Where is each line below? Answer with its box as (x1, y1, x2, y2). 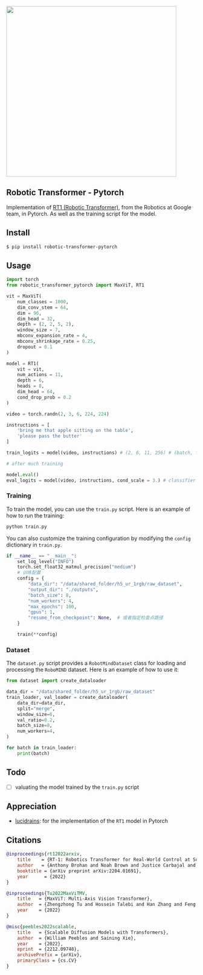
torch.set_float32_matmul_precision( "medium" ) (17, 564, 137, 570)
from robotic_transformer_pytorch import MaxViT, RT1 (6, 282, 145, 288)
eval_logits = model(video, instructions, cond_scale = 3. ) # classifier (6, 477, 196, 484)
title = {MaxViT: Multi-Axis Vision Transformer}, (17, 896, 153, 902)
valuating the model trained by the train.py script (14, 783, 140, 791)
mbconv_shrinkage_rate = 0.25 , (17, 339, 96, 345)
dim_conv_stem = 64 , (17, 304, 69, 311)
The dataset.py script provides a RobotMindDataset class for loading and (6, 660, 186, 667)
